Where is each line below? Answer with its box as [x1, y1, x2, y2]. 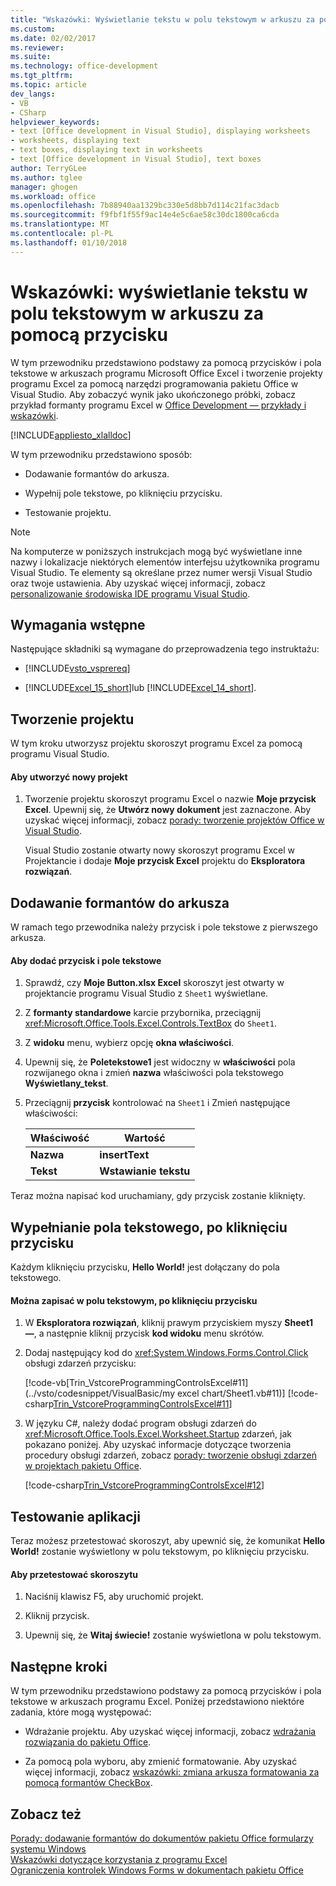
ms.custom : [10, 24, 56, 34]
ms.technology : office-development [10, 61, 159, 71]
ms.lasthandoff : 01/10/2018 [10, 237, 128, 248]
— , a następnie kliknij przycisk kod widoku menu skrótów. [24, 1327, 265, 1340]
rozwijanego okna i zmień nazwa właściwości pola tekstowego [24, 1067, 284, 1079]
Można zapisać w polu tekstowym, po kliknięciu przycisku [10, 1294, 258, 1306]
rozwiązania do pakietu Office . [24, 1736, 152, 1748]
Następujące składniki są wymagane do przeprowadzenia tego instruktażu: [10, 643, 320, 655]
